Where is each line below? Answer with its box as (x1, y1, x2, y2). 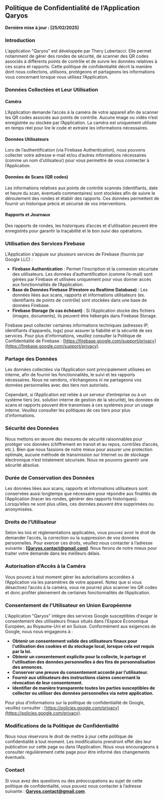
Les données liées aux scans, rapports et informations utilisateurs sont (5, 486, 148, 491)
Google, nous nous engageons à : (5, 628, 73, 634)
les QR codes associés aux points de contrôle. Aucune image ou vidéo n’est (5, 115, 158, 121)
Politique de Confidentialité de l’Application (5, 4, 140, 12)
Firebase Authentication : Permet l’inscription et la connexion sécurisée (12, 266, 158, 272)
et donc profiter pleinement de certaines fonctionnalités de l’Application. (5, 590, 151, 595)
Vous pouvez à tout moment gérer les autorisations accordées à (5, 574, 135, 580)
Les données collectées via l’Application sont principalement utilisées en (5, 366, 151, 372)
